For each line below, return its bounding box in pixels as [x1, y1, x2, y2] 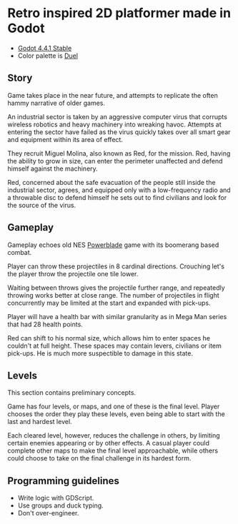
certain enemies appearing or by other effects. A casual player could [7, 439, 209, 448]
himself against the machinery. [7, 164, 98, 173]
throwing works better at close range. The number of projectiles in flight [7, 291, 219, 299]
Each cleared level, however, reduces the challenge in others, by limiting [7, 431, 220, 440]
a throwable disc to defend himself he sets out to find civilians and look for [7, 193, 227, 201]
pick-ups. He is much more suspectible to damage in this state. [7, 348, 193, 358]
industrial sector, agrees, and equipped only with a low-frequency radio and [7, 186, 231, 194]
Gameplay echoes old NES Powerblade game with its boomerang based [7, 241, 219, 249]
